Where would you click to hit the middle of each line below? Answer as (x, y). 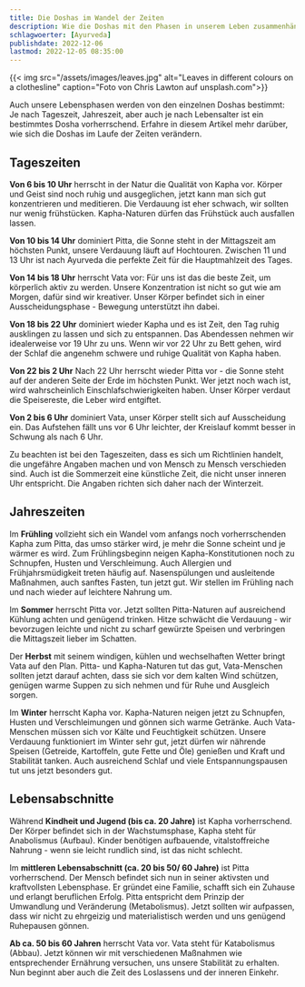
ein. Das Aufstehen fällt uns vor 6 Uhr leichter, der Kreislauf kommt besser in (152, 427)
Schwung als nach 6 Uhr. (56, 437)
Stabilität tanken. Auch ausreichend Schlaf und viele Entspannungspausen (148, 760)
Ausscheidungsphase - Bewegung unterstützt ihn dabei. (115, 307)
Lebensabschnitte (62, 799)
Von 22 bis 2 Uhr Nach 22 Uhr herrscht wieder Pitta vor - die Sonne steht (147, 370)
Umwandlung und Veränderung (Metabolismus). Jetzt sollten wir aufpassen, (152, 906)
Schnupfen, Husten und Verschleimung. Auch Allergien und (121, 563)
